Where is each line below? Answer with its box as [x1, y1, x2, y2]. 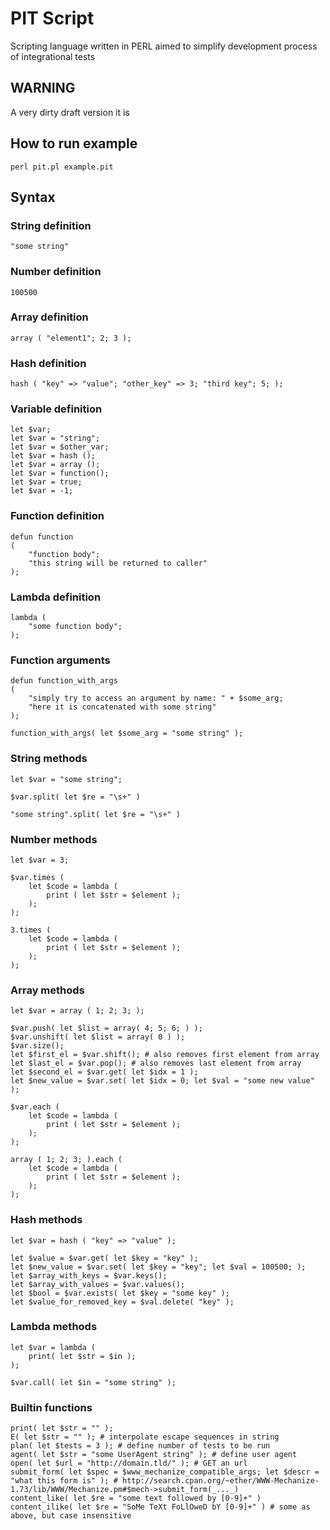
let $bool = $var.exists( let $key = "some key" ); [10, 1288, 230, 1298]
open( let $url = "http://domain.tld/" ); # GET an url [10, 1458, 248, 1469]
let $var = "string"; [10, 433, 101, 444]
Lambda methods [10, 1320, 98, 1334]
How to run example [10, 135, 138, 152]
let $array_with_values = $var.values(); [10, 1279, 186, 1289]
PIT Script [10, 7, 95, 30]
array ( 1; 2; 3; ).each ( [10, 1155, 123, 1165]
